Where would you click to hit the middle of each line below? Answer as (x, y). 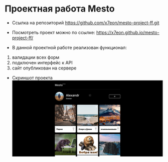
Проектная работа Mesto (60, 9)
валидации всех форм (36, 57)
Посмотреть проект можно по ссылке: (54, 32)
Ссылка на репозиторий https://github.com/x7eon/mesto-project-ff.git (86, 23)
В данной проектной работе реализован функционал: (69, 47)
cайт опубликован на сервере (44, 68)
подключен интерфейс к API (42, 62)
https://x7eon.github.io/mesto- (128, 32)
